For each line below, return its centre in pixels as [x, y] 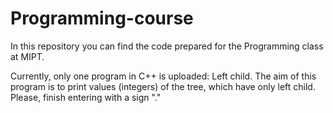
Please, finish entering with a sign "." [86, 97]
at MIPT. [27, 56]
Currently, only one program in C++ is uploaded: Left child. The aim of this [163, 76]
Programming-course [102, 18]
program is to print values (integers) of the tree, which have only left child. [163, 86]
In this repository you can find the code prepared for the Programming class [167, 46]
